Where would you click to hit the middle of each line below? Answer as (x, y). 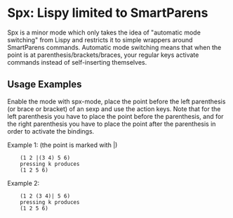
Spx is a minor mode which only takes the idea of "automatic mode (104, 32)
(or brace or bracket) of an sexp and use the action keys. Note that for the (114, 109)
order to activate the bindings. (51, 131)
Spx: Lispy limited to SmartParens (108, 13)
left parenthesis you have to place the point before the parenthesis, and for (115, 116)
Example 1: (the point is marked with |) (62, 145)
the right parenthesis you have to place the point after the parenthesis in (112, 124)
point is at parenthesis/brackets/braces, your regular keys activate (103, 55)
